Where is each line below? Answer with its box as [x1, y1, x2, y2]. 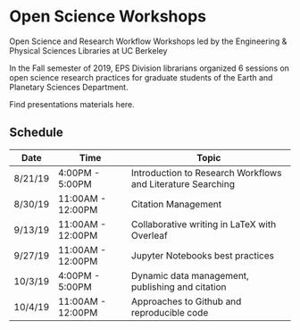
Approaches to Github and [130, 295, 242, 308]
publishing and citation [130, 280, 227, 292]
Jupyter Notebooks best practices [130, 249, 275, 261]
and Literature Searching [130, 177, 235, 190]
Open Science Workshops [9, 6, 207, 27]
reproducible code [130, 306, 209, 318]
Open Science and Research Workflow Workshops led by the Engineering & [9, 36, 287, 47]
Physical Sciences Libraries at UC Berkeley [9, 45, 168, 55]
